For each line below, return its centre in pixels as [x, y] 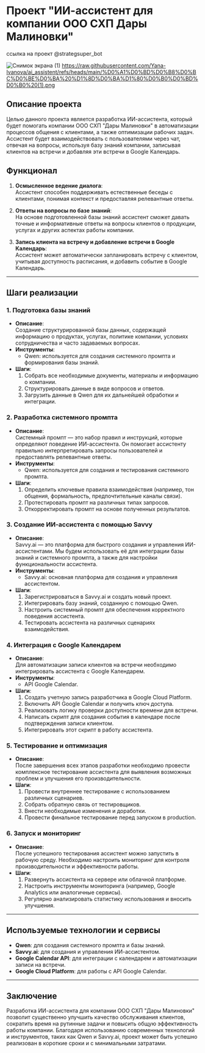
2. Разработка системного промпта [62, 418]
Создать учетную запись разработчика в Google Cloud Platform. [108, 697]
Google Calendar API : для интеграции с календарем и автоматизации [106, 958]
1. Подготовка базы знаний [49, 310]
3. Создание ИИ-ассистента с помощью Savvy [79, 525]
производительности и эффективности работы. [77, 866]
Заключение [32, 996]
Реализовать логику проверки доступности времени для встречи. [111, 710]
